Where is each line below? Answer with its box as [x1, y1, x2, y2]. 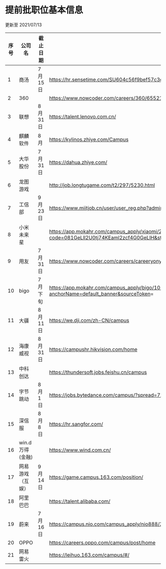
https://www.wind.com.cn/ [49, 447, 111, 453]
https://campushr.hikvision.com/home [49, 346, 137, 353]
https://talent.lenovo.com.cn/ [49, 113, 116, 120]
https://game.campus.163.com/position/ [49, 474, 143, 481]
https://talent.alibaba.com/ [49, 497, 111, 504]
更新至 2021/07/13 [5, 22, 42, 28]
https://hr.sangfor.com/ [49, 420, 103, 427]
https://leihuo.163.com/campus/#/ [49, 551, 129, 558]
